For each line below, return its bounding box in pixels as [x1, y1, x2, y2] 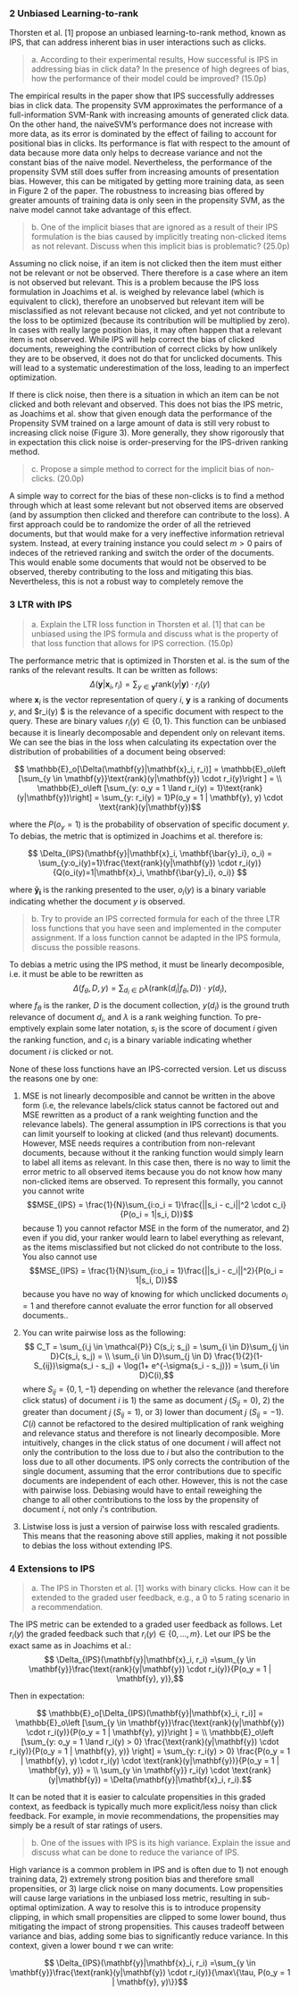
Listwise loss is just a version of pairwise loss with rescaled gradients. [21, 1521, 280, 1532]
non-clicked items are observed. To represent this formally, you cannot [21, 1175, 284, 1186]
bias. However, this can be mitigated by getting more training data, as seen [9, 176, 285, 187]
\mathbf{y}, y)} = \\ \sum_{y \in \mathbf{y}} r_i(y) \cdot [28, 1764, 230, 1776]
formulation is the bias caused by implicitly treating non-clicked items [30, 232, 287, 242]
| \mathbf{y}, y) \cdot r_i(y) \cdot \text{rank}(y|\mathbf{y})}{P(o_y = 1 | [21, 1756, 279, 1766]
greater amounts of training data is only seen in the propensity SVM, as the [9, 195, 286, 206]
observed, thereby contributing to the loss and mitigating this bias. [9, 567, 253, 577]
